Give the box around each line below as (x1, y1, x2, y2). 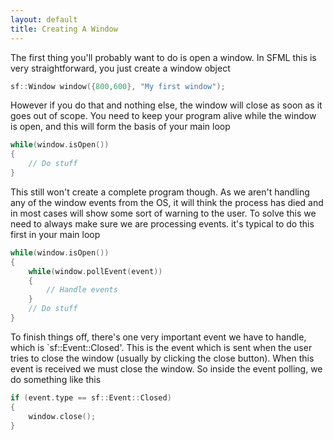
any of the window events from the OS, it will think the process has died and (10, 196, 324, 208)
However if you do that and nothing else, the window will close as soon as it (10, 99, 323, 111)
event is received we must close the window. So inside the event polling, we (10, 362, 323, 375)
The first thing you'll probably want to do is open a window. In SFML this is (10, 51, 317, 63)
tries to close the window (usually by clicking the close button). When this (10, 352, 315, 364)
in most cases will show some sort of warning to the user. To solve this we (10, 207, 317, 219)
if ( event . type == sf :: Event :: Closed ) (10, 392, 172, 403)
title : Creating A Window (10, 24, 118, 34)
